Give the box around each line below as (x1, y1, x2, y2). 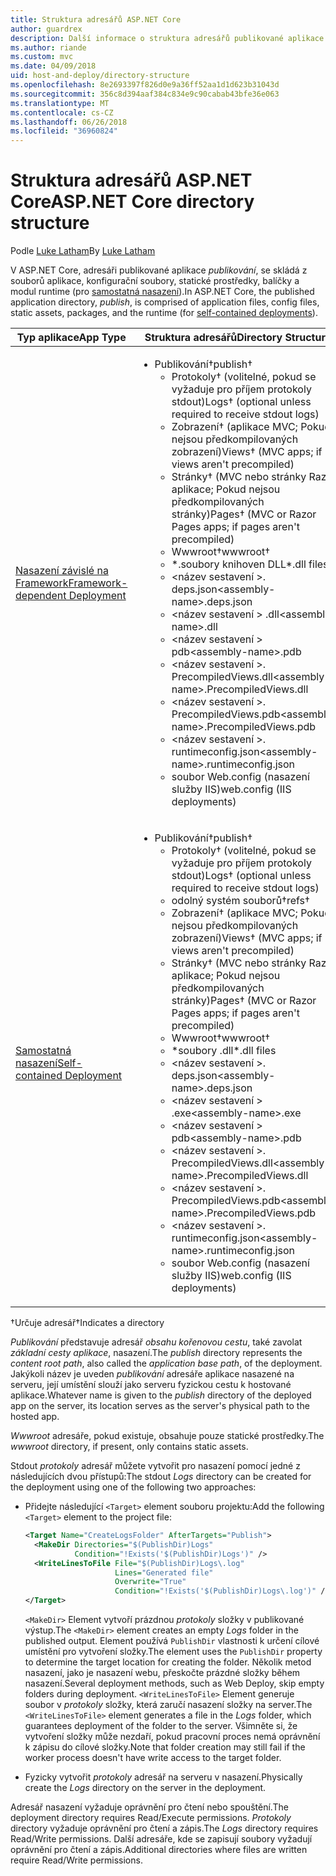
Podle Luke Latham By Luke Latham (10, 245, 156, 257)
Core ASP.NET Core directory (10, 191, 255, 213)
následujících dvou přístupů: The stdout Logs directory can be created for (10, 1471, 312, 1483)
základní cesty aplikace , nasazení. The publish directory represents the (10, 1347, 303, 1359)
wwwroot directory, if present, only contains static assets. (10, 1441, 249, 1453)
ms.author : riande (10, 42, 87, 53)
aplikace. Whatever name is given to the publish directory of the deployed (10, 1389, 312, 1401)
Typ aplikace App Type (16, 331, 127, 345)
